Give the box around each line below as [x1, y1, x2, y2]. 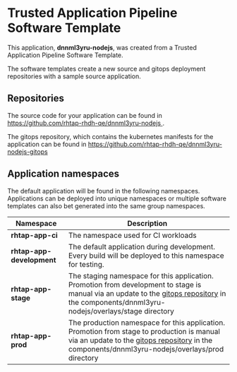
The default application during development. [68, 241, 216, 251]
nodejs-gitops [7, 147, 48, 156]
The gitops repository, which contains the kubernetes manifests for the [7, 132, 214, 140]
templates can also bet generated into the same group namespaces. [7, 201, 206, 210]
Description [126, 218, 168, 228]
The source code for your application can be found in [7, 111, 162, 119]
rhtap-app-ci [11, 230, 58, 240]
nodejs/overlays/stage [68, 306, 142, 316]
